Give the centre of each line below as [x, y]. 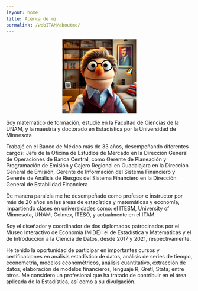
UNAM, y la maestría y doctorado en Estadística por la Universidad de [91, 129]
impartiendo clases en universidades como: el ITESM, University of [88, 208]
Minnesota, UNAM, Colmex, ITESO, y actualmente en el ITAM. [81, 215]
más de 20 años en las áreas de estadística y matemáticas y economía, [93, 202]
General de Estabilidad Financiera [47, 185]
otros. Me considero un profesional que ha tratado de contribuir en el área [96, 276]
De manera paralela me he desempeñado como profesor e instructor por [95, 196]
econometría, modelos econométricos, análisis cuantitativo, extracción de [96, 263]
